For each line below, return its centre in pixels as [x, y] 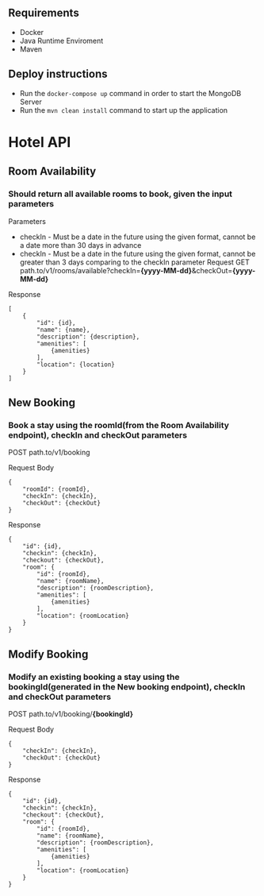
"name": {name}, [63, 330]
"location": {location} [76, 365]
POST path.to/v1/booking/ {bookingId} [71, 713]
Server [31, 102]
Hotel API [40, 142]
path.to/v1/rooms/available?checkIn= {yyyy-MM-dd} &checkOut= [126, 270]
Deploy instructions [58, 74]
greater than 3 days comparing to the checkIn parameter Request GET [134, 262]
